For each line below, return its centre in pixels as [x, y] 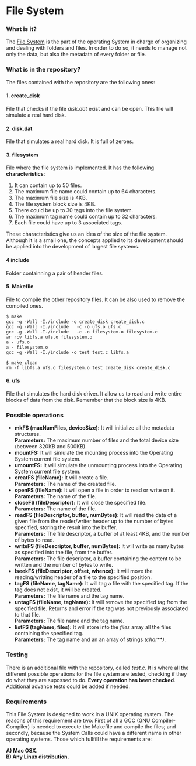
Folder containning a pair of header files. [55, 273]
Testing [17, 655]
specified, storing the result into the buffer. [66, 527]
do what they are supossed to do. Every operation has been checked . [91, 680]
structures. [27, 434]
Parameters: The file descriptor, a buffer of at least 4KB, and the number [102, 534]
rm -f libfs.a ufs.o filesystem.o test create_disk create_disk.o [88, 367]
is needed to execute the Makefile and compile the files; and [104, 726]
